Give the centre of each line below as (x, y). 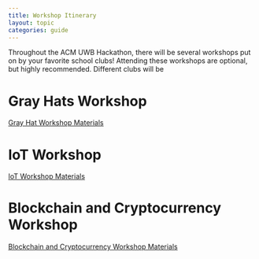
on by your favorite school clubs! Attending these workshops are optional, (128, 61)
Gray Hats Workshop (78, 101)
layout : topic (31, 23)
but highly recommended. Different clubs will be (86, 69)
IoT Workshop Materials (46, 176)
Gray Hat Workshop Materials (56, 123)
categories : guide (38, 30)
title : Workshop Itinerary (52, 15)
